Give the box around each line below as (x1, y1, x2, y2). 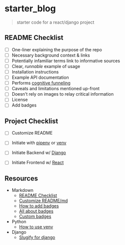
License (11, 97, 28, 103)
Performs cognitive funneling (11, 80, 71, 86)
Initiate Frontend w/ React (11, 160, 64, 166)
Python (11, 219, 26, 225)
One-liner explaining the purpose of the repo (11, 46, 102, 52)
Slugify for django (19, 235, 55, 241)
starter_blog (4, 3, 56, 14)
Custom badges (19, 213, 51, 219)
